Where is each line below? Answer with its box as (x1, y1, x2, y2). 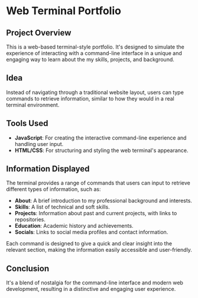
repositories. (14, 216, 46, 223)
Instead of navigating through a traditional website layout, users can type (6, 89, 184, 96)
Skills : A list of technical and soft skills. (14, 203, 111, 210)
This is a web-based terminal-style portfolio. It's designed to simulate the (6, 43, 184, 50)
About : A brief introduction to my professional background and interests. (14, 197, 192, 205)
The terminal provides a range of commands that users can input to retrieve (6, 179, 190, 187)
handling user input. (14, 140, 64, 147)
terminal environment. (6, 101, 60, 108)
